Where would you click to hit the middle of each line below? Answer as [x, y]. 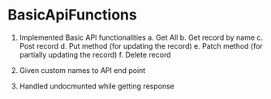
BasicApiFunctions [72, 15]
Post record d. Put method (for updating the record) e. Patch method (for [141, 45]
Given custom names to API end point [82, 70]
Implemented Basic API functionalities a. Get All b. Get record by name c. [141, 37]
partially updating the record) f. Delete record [95, 54]
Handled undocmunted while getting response [97, 86]
